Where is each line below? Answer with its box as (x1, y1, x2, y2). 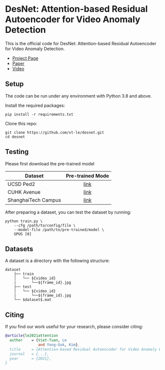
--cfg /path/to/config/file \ (14, 223, 76, 228)
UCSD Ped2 (7, 181, 35, 187)
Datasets (5, 244, 33, 253)
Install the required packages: (5, 102, 65, 108)
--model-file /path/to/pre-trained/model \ (14, 227, 105, 232)
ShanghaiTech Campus (7, 196, 61, 203)
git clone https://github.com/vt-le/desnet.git (5, 130, 105, 135)
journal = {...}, (9, 351, 50, 356)
